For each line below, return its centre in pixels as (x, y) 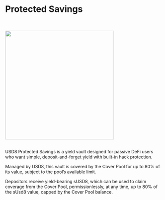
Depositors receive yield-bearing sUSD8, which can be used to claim (76, 181)
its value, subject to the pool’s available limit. (51, 172)
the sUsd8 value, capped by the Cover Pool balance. (59, 192)
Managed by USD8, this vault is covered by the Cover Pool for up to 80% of (82, 166)
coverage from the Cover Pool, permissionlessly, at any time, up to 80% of (82, 187)
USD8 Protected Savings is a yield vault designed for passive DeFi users (79, 151)
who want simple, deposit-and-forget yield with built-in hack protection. (79, 157)
